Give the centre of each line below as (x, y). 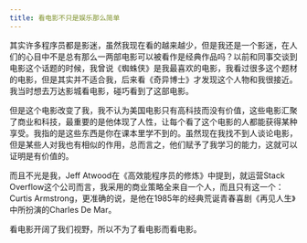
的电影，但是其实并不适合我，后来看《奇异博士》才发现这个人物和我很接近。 (153, 79)
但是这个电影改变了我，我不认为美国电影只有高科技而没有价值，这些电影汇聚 (153, 110)
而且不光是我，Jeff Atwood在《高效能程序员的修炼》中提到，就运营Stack (147, 175)
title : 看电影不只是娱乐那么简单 (65, 18)
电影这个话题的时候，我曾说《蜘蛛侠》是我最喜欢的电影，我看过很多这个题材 (153, 68)
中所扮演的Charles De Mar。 (63, 209)
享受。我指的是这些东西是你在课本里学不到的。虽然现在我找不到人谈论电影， (153, 132)
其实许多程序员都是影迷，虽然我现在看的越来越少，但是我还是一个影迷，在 (149, 45)
